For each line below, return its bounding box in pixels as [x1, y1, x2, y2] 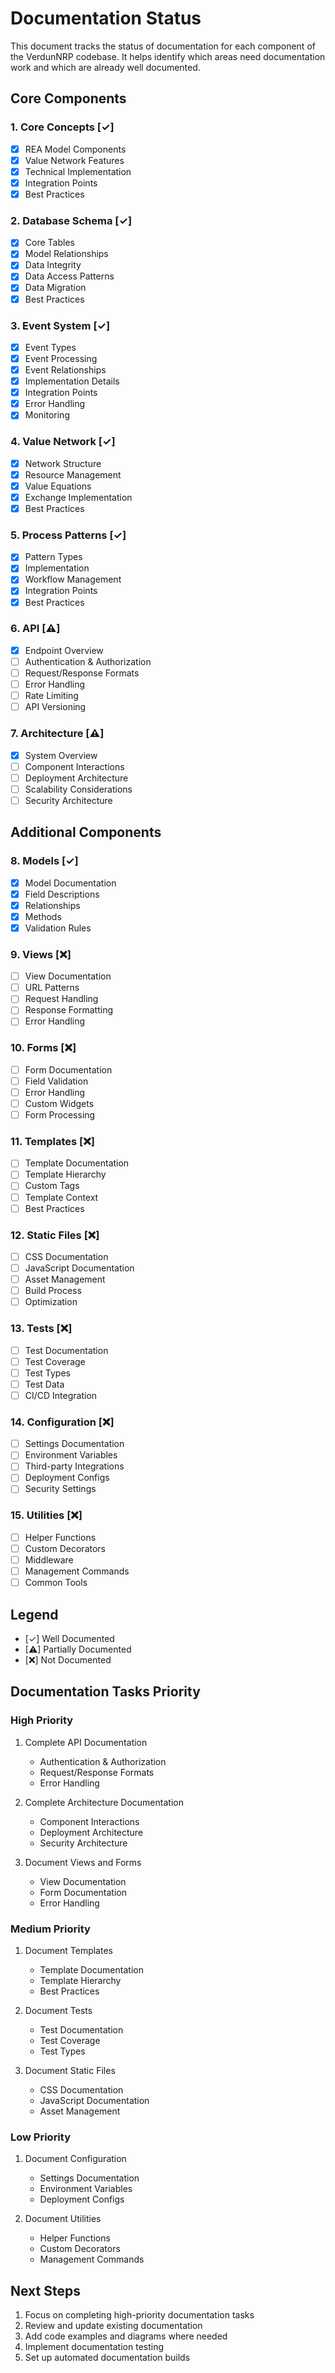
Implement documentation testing [24, 2341, 165, 2353]
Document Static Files [24, 2064, 116, 2076]
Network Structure [24, 457, 102, 469]
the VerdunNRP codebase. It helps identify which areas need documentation [10, 50, 326, 62]
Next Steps [10, 2282, 81, 2299]
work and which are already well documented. [10, 61, 201, 73]
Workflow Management [24, 573, 122, 586]
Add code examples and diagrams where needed [24, 2330, 228, 2342]
